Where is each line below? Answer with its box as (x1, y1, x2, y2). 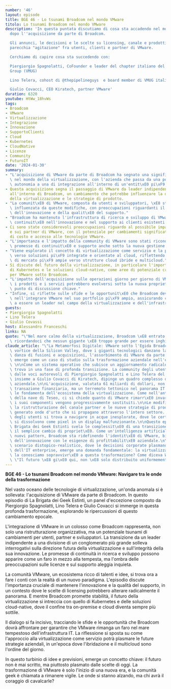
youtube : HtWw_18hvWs (5, 97, 51, 102)
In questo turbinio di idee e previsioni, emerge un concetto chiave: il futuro (5, 656, 161, 662)
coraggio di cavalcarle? (5, 678, 54, 684)
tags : (5, 101, 17, 106)
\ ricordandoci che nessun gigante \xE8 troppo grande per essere (10, 338, 154, 344)
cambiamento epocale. (5, 514, 53, 520)
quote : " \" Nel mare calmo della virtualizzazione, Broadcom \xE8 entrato (5, 334, 165, 339)
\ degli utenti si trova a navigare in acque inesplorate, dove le (10, 414, 156, 419)
